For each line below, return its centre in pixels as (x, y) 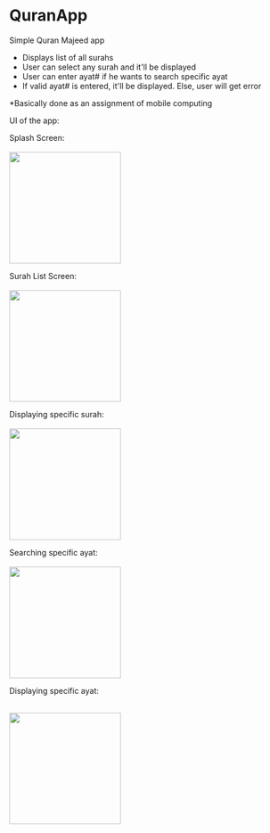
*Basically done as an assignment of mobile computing (111, 103)
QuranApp (49, 16)
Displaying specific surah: (57, 414)
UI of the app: (34, 120)
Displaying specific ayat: (54, 690)
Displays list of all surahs (68, 57)
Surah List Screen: (43, 276)
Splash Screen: (37, 137)
